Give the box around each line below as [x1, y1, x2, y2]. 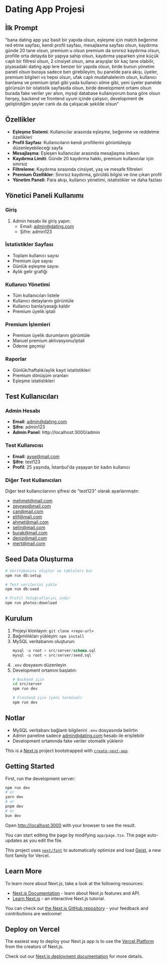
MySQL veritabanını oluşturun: [12, 638, 75, 644]
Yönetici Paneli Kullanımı [5, 191, 84, 200]
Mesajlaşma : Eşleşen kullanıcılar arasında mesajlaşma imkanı [12, 150, 139, 156]
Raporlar [5, 356, 27, 363]
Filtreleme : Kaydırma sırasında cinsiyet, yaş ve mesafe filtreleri [12, 166, 143, 172]
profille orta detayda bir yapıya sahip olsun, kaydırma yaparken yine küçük [5, 53, 159, 59]
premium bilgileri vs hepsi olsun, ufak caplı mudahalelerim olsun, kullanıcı [5, 74, 157, 80]
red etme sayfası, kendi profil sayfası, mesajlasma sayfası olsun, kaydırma [5, 42, 158, 48]
